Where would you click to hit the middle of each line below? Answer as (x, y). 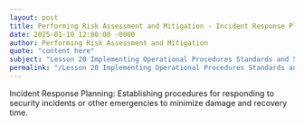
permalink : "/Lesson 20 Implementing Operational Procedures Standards (147, 68)
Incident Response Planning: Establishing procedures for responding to (142, 93)
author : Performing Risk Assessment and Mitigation (109, 43)
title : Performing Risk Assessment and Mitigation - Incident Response (147, 26)
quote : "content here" (52, 51)
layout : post (34, 18)
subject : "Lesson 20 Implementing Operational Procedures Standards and (149, 59)
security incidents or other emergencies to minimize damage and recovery (148, 103)
